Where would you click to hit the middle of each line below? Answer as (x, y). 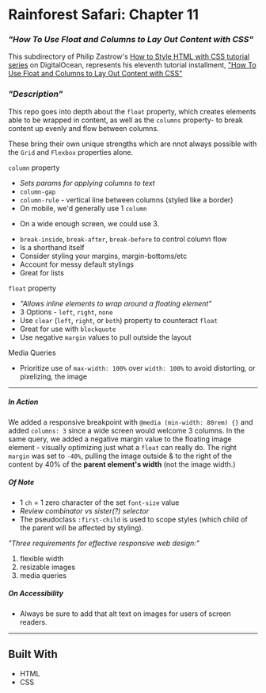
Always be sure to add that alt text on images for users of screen (125, 614)
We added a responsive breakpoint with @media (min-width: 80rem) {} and (131, 422)
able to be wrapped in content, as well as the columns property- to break (125, 120)
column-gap (38, 192)
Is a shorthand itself (52, 247)
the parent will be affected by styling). (82, 527)
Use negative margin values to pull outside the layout (105, 337)
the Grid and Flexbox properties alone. (71, 152)
